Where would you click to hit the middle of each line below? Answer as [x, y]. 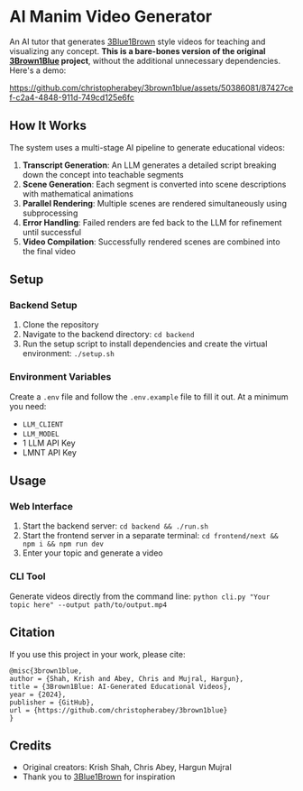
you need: [28, 406]
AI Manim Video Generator [111, 17]
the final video [49, 251]
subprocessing [50, 213]
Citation [32, 633]
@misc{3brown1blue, [46, 671]
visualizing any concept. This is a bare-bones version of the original [138, 51]
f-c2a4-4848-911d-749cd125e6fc [72, 97]
